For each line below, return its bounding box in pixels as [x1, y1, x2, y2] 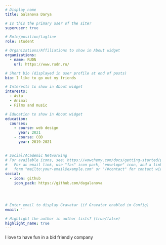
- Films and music [9, 103, 48, 108]
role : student [5, 39, 35, 44]
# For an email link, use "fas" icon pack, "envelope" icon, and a [5, 162, 152, 167]
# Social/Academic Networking [5, 153, 68, 158]
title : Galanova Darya [5, 12, 52, 17]
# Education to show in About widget [5, 112, 83, 117]
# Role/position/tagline [5, 34, 56, 40]
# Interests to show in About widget [5, 84, 83, 89]
